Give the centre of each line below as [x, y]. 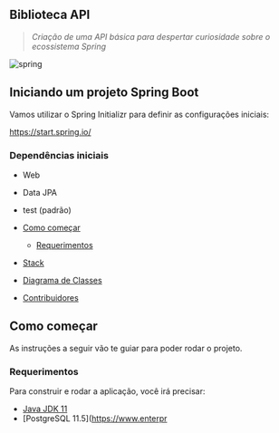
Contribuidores [50, 297]
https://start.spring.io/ [51, 131]
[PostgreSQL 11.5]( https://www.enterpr [95, 419]
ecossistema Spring [69, 46]
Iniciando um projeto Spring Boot [104, 93]
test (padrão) [47, 210]
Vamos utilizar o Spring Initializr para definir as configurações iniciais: [139, 114]
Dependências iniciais [59, 155]
